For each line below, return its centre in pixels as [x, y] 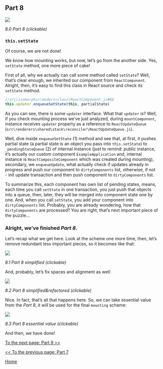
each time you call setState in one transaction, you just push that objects [78, 189]
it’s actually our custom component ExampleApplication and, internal [73, 154]
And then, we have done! [30, 333]
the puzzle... [18, 215]
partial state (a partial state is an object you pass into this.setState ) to [76, 143]
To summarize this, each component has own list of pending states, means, [81, 184]
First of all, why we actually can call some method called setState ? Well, [77, 75]
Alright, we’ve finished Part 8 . [41, 228]
